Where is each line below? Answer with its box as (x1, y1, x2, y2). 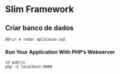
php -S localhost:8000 (5, 64, 52, 69)
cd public (5, 60, 26, 65)
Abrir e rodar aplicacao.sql (5, 37, 66, 42)
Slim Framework (5, 4, 74, 15)
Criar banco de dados (5, 24, 74, 32)
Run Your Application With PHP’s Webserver (5, 48, 115, 55)
